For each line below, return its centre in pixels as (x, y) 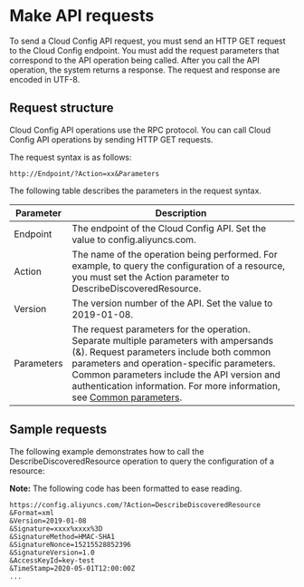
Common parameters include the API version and (176, 375)
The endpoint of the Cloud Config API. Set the (169, 228)
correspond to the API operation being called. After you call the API (134, 60)
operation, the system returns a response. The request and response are (145, 70)
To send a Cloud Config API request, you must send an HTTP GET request (148, 41)
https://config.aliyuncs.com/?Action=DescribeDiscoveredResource (135, 504)
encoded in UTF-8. (45, 79)
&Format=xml (32, 513)
